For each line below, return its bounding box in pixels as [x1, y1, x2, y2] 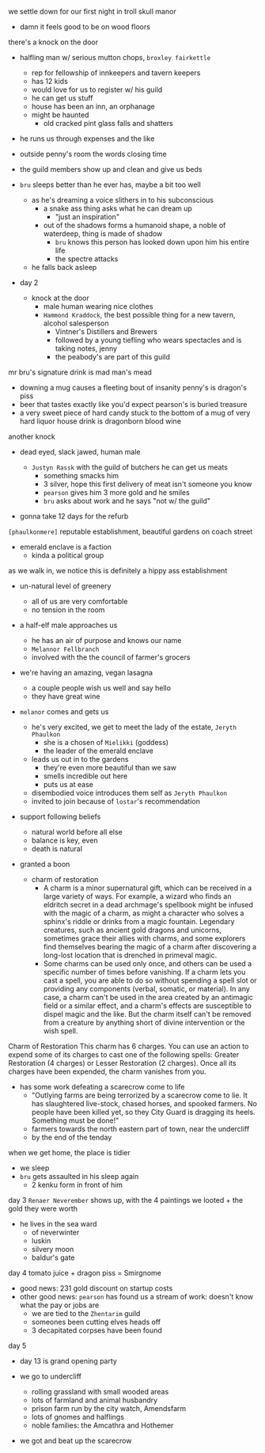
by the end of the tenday [31, 1132, 112, 1142]
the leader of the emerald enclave [43, 746, 154, 755]
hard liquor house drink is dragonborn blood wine [19, 417, 182, 426]
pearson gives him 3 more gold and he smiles [43, 488, 190, 497]
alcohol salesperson [43, 318, 109, 328]
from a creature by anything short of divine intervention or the [43, 1017, 245, 1027]
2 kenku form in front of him [31, 1180, 123, 1189]
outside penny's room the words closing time [19, 150, 168, 158]
